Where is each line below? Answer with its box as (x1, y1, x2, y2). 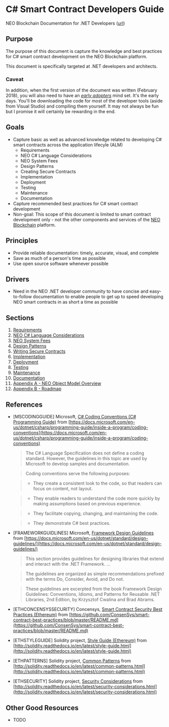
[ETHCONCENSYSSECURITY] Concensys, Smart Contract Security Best (13, 606, 162, 612)
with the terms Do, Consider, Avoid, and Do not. (25, 576, 125, 582)
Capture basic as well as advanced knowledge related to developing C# (13, 136, 162, 142)
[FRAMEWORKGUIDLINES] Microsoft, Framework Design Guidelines (13, 530, 154, 536)
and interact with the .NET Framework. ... (25, 561, 111, 567)
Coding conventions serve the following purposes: (25, 471, 130, 477)
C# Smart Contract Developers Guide (6, 4, 164, 15)
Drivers (6, 275, 30, 284)
